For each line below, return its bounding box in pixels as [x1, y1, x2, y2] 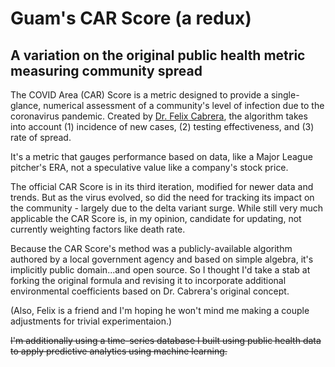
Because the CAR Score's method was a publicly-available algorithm [10, 243, 293, 254]
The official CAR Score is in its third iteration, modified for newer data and [10, 181, 314, 192]
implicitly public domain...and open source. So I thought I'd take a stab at [10, 264, 311, 276]
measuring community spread [10, 62, 203, 79]
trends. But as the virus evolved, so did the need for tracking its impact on [10, 192, 315, 203]
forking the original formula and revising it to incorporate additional [10, 275, 287, 286]
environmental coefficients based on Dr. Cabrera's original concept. [10, 285, 290, 297]
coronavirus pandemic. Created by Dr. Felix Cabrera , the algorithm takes [10, 110, 308, 122]
